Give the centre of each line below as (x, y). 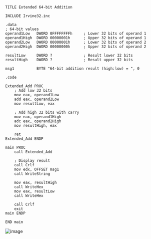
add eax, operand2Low (36, 99)
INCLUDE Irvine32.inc (28, 16)
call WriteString (32, 174)
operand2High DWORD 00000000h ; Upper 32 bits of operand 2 (76, 47)
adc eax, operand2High (38, 121)
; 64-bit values (22, 29)
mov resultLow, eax (34, 104)
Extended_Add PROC (24, 86)
